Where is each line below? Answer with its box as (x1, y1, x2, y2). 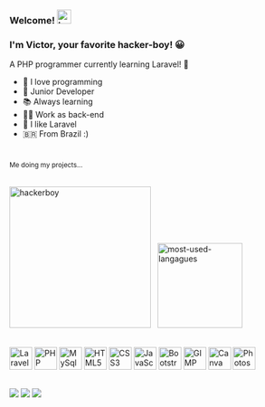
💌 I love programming (22, 77, 103, 88)
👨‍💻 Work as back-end (22, 109, 104, 120)
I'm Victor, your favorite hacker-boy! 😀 (9, 38, 185, 51)
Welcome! (9, 14, 56, 26)
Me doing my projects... (9, 161, 83, 170)
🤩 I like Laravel (22, 118, 77, 130)
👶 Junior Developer (22, 86, 95, 97)
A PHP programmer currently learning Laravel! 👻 (9, 59, 190, 70)
